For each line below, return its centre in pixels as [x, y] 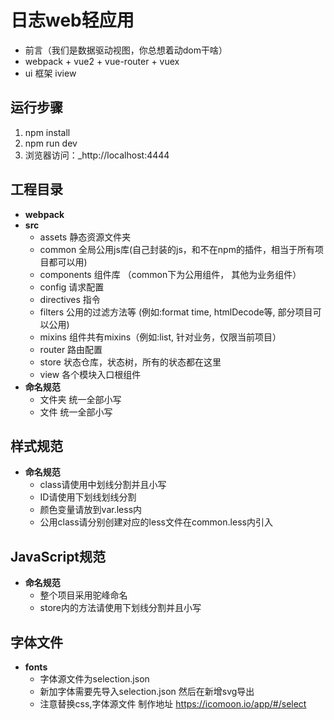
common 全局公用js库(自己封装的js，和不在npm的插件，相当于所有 [177, 249]
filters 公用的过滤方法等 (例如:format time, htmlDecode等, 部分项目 [176, 312]
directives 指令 [70, 299]
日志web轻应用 [72, 20]
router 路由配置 [71, 349]
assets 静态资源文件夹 [85, 237]
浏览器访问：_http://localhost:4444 [97, 155]
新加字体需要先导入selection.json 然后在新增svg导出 [147, 691]
